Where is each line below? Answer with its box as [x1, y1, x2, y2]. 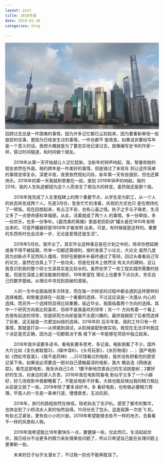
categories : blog [5, 23, 41, 28]
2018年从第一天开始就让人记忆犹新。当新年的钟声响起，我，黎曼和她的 [13, 159, 156, 166]
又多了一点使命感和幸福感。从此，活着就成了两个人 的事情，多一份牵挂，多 [5, 212, 156, 218]
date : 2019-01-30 [5, 18, 41, 23]
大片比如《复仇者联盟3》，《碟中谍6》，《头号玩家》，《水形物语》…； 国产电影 [5, 347, 157, 354]
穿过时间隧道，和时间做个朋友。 [13, 149, 78, 155]
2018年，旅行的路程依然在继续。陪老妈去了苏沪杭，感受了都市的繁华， [13, 400, 156, 406]
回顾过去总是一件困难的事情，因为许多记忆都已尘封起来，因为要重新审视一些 [5, 131, 159, 137]
